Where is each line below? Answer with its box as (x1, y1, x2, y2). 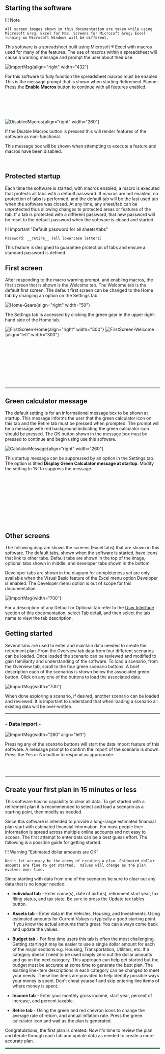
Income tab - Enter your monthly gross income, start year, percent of (12, 992, 152, 998)
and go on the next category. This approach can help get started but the (12, 956, 159, 963)
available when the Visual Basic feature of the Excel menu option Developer (5, 575, 158, 581)
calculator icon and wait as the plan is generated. (12, 1018, 112, 1023)
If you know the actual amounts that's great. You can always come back (12, 921, 158, 927)
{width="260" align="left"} (31, 732, 86, 738)
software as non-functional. (5, 133, 61, 140)
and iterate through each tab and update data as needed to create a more (5, 1032, 154, 1038)
